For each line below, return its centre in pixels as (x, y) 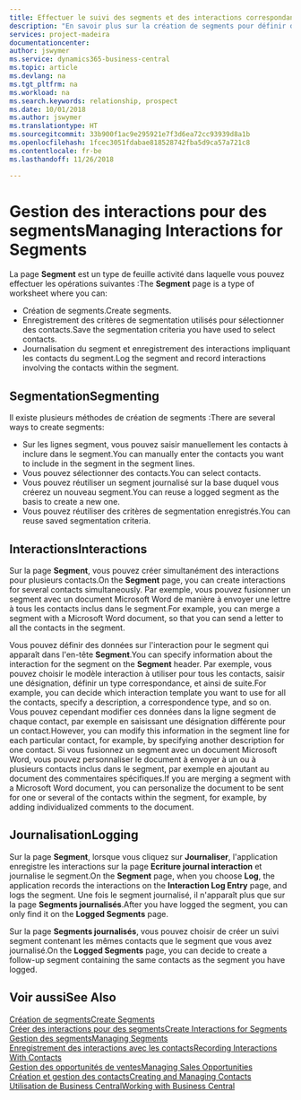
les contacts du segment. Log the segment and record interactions (144, 359)
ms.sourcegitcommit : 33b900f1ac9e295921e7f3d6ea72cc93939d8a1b (130, 134)
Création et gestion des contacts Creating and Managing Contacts (130, 1076)
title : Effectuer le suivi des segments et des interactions (126, 17)
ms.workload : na (39, 92)
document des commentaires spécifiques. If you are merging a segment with (150, 779)
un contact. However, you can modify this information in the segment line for (150, 731)
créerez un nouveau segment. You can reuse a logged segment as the (150, 492)
